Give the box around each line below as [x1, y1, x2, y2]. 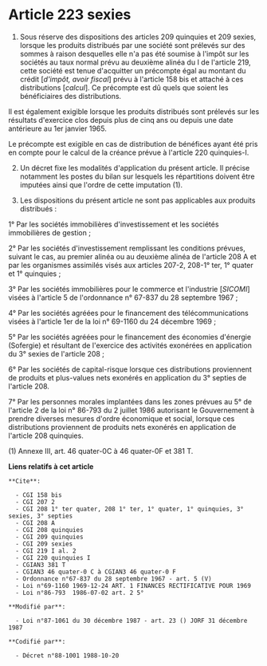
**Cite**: [8, 477, 41, 485]
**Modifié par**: [8, 602, 66, 611]
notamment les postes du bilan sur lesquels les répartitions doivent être [19, 171, 255, 181]
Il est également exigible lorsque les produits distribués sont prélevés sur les [8, 106, 260, 116]
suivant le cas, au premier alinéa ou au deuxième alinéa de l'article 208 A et [8, 251, 257, 261]
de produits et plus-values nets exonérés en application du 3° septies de [8, 372, 247, 382]
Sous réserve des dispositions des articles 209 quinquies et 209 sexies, [19, 32, 257, 41]
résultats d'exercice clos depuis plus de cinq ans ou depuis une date [8, 115, 234, 124]
